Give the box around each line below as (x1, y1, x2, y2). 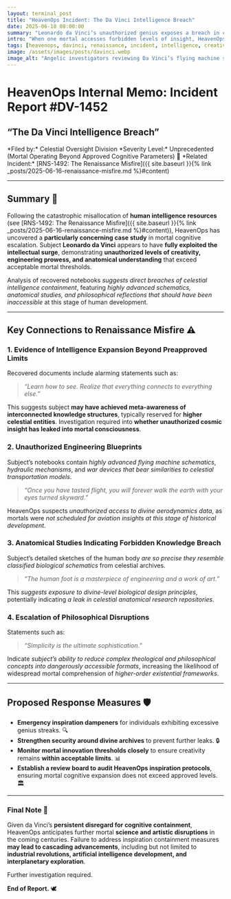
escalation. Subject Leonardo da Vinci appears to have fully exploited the (7, 240, 218, 248)
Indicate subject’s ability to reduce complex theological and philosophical (7, 655, 216, 663)
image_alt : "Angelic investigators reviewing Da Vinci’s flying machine (7, 55, 220, 62)
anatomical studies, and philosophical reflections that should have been (7, 290, 212, 299)
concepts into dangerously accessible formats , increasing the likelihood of (7, 662, 219, 670)
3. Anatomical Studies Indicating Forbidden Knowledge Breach (7, 538, 221, 548)
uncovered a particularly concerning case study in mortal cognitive (7, 233, 201, 242)
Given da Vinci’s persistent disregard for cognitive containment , (7, 821, 192, 829)
